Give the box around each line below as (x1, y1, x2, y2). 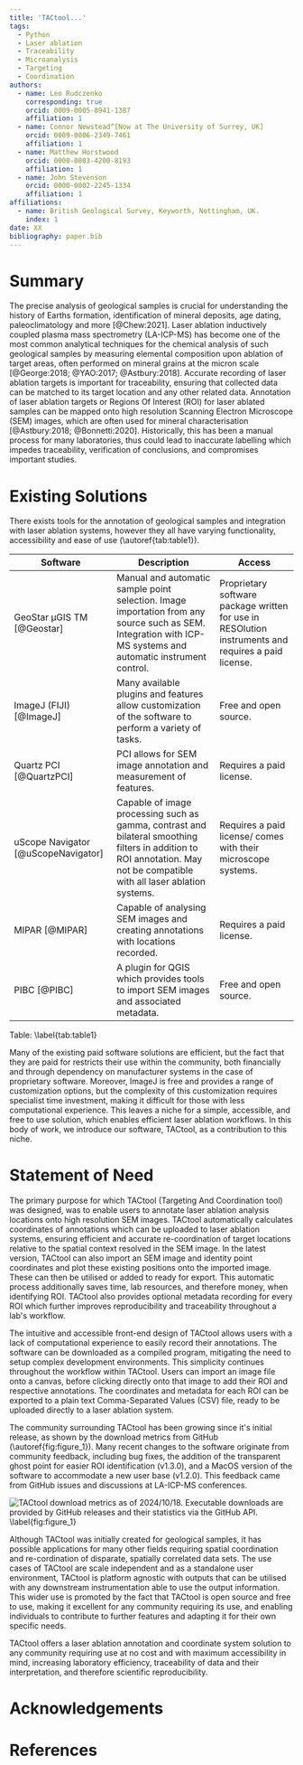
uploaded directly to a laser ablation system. (9, 1404, 174, 1415)
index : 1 (25, 214, 59, 224)
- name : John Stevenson (17, 173, 106, 182)
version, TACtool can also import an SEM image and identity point (9, 1253, 253, 1263)
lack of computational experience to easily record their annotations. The (9, 1338, 278, 1348)
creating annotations (116, 924, 205, 936)
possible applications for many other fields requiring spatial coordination (9, 1544, 279, 1554)
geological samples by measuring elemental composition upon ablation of (9, 349, 284, 360)
